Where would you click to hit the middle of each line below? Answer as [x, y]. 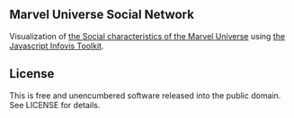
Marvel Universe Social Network [102, 15]
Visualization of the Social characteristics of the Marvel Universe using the [147, 36]
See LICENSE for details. [55, 105]
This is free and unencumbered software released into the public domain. [145, 95]
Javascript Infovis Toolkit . [57, 46]
